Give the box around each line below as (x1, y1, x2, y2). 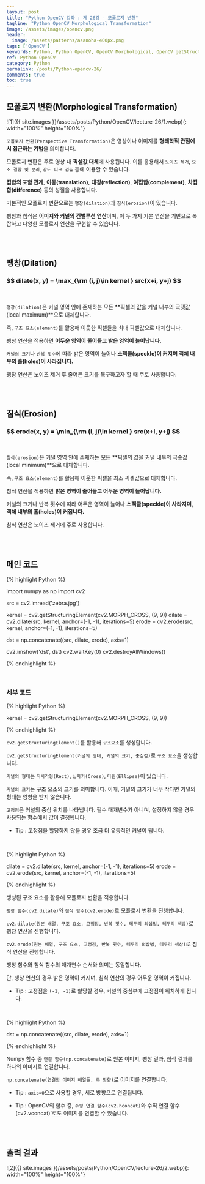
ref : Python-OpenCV (6, 54, 56, 61)
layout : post (6, 9, 40, 15)
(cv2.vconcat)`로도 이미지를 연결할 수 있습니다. (15, 1109, 129, 1117)
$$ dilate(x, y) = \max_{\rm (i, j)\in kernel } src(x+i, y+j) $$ (6, 277, 181, 285)
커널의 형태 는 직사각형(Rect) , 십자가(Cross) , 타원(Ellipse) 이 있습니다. (6, 773, 168, 780)
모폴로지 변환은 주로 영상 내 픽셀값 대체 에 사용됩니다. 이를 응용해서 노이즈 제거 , (6, 157, 191, 165)
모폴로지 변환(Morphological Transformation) (6, 102, 178, 112)
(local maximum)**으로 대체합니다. (6, 310, 92, 318)
